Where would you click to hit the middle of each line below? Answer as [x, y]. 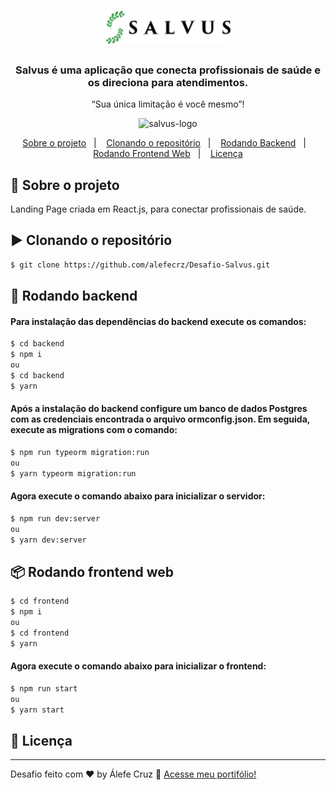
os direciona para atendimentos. [168, 82]
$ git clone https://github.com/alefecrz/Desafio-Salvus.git [140, 265]
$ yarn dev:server [48, 540]
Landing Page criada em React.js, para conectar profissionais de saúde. [158, 209]
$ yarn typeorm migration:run [73, 473]
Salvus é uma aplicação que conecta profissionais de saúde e [168, 70]
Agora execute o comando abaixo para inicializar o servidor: [138, 496]
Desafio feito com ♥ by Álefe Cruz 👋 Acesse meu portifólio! [133, 774]
